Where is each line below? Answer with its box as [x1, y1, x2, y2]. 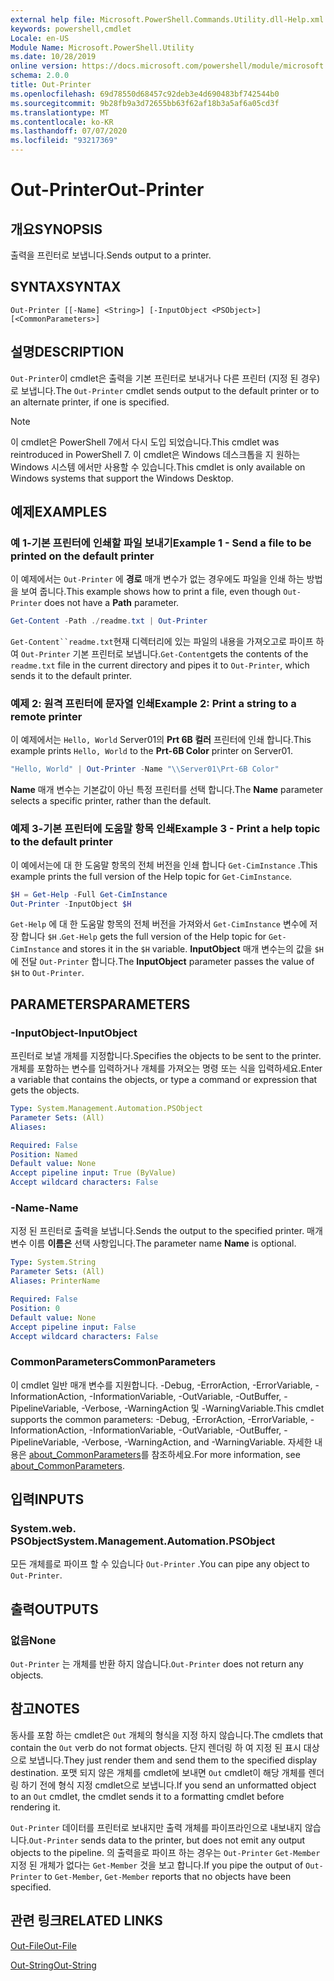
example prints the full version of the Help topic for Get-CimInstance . [10, 870, 293, 882]
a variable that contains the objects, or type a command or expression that [10, 1074, 318, 1086]
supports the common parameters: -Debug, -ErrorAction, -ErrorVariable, [10, 1413, 308, 1425]
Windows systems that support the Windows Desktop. [10, 472, 234, 484]
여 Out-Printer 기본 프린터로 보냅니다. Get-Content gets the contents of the [10, 648, 309, 660]
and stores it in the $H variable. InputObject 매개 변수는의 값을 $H [61, 943, 324, 955]
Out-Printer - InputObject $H [10, 899, 132, 909]
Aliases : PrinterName [10, 1276, 101, 1286]
